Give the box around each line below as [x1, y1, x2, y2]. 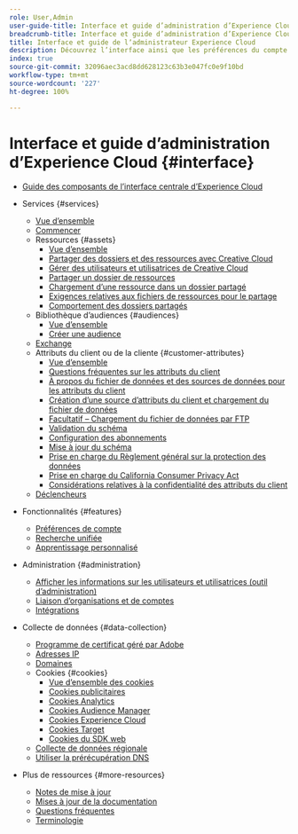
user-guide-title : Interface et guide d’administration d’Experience [9, 21, 272, 30]
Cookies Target [48, 724, 105, 735]
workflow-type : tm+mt [9, 71, 90, 80]
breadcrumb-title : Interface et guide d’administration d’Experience [9, 29, 272, 38]
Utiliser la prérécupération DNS [35, 752, 150, 763]
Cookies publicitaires [48, 687, 126, 697]
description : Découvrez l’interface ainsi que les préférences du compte [9, 46, 288, 55]
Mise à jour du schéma [48, 442, 132, 452]
